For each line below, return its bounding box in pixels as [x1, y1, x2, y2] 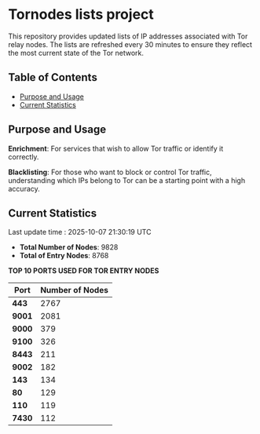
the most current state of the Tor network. [8, 48, 144, 57]
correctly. [8, 151, 39, 162]
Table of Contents [8, 71, 98, 84]
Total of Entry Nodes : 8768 [19, 251, 109, 261]
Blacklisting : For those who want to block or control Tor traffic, [8, 167, 212, 177]
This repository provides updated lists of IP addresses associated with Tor [8, 31, 248, 41]
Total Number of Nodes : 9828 [19, 243, 119, 252]
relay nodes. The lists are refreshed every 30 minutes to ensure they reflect [8, 39, 253, 49]
